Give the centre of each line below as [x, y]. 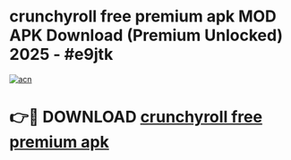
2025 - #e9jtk [61, 55]
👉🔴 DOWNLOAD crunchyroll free [136, 117]
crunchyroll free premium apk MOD [143, 17]
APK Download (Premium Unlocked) [146, 35]
